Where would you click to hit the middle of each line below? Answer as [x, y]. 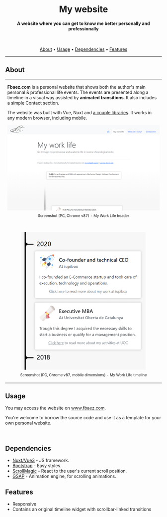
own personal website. [28, 423]
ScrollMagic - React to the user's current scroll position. [70, 471]
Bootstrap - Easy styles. [37, 466]
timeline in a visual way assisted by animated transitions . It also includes [82, 97]
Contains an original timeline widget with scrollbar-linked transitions [82, 510]
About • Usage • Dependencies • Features [83, 49]
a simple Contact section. [33, 103]
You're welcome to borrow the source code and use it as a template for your [83, 418]
